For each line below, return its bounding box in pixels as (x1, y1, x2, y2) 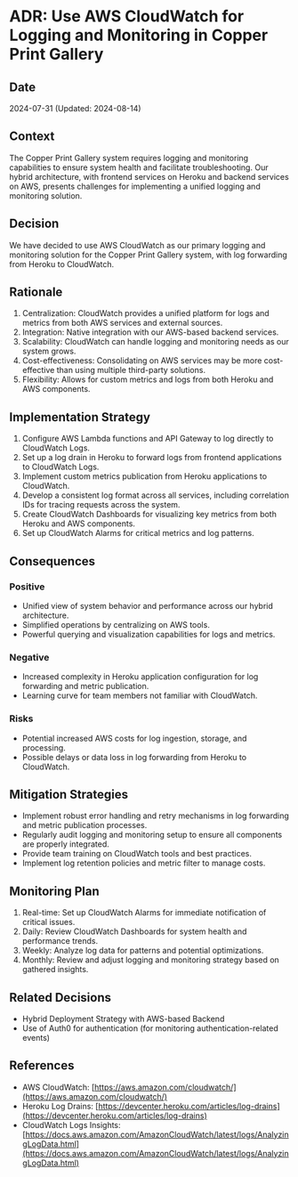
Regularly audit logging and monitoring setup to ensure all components (21, 830, 283, 840)
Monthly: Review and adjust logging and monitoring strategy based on (21, 954, 280, 965)
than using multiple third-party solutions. (56, 365, 206, 376)
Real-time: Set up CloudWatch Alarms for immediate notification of (21, 907, 267, 918)
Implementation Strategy (9, 410, 151, 425)
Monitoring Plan (9, 883, 100, 898)
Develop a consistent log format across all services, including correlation (21, 490, 289, 500)
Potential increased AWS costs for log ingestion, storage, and (21, 733, 247, 743)
